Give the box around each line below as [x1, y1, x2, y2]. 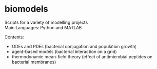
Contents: [4, 34, 24, 40]
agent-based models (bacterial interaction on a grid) [11, 49, 117, 54]
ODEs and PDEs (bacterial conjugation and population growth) [11, 43, 137, 49]
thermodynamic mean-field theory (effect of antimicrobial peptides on [11, 53, 153, 59]
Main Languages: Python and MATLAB [4, 24, 82, 30]
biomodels [4, 3, 48, 15]
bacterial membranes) [11, 59, 57, 65]
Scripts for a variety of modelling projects [4, 19, 88, 25]
